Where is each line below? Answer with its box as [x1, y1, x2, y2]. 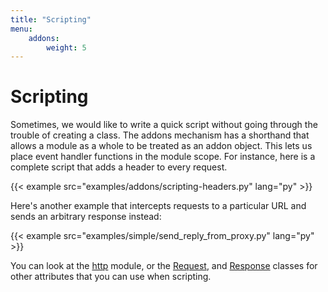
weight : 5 [46, 42, 87, 53]
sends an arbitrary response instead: [10, 211, 162, 223]
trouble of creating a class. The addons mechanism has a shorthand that [10, 129, 310, 141]
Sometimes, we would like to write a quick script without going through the [10, 119, 318, 131]
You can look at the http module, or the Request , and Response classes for [10, 260, 318, 272]
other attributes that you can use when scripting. [10, 271, 212, 283]
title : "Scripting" [10, 14, 92, 25]
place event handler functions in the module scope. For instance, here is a [10, 151, 316, 163]
